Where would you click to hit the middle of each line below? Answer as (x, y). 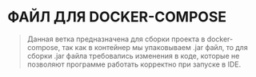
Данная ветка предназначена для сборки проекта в (116, 39)
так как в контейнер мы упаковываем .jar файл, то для (155, 47)
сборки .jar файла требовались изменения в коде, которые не (133, 56)
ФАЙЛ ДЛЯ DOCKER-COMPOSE (117, 17)
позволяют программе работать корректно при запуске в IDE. (134, 64)
